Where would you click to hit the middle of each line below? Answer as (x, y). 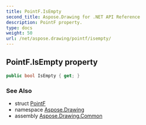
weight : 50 (19, 33)
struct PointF (30, 103)
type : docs (19, 28)
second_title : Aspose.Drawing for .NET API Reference (73, 17)
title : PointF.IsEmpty (34, 11)
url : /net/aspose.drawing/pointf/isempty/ (59, 39)
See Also (19, 91)
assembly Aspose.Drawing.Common (58, 116)
